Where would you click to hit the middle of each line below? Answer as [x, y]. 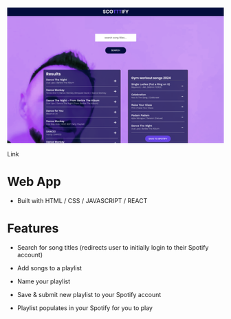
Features [33, 229]
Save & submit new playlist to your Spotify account [89, 294]
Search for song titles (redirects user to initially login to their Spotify [113, 247]
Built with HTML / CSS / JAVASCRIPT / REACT [82, 200]
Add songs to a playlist [49, 268]
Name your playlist [44, 281]
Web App [34, 182]
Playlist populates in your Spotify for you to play [85, 308]
